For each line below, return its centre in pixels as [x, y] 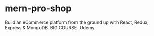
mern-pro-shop [38, 9]
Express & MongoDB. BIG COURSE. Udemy [50, 27]
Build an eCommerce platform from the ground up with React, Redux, [77, 22]
